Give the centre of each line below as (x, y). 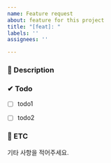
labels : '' (23, 33)
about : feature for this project (56, 20)
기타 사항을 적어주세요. (38, 152)
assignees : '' (28, 40)
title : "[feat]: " (34, 26)
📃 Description (31, 70)
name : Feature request (40, 14)
